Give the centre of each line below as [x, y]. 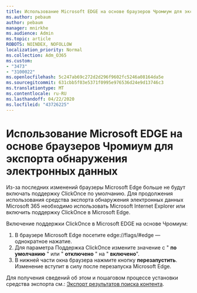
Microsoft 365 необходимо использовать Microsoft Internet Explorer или [96, 206]
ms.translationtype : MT [35, 88]
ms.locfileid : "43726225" [38, 104]
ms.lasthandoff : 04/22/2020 [40, 99]
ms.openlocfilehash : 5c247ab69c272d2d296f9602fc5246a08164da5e [85, 77]
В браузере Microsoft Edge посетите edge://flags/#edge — [87, 235]
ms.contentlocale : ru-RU [36, 94]
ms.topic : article [28, 39]
